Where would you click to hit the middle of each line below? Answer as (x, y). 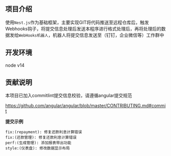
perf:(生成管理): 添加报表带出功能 (38, 143)
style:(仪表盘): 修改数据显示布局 (38, 148)
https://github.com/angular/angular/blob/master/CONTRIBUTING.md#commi (85, 106)
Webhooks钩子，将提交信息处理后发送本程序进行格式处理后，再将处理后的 (83, 28)
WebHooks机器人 (33, 35)
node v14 (15, 65)
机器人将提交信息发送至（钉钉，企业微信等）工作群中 (108, 35)
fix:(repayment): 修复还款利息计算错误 (44, 132)
